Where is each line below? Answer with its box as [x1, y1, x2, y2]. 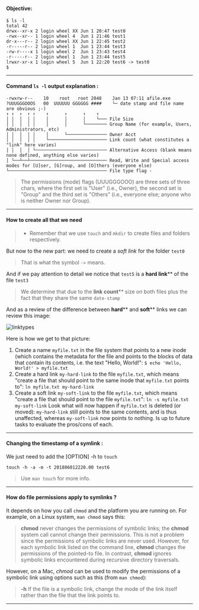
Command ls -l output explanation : [6, 82, 99, 89]
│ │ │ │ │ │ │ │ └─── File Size [6, 116, 134, 122]
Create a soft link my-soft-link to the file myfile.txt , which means [14, 389, 178, 396]
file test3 [6, 276, 28, 283]
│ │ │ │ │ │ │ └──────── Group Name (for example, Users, [6, 121, 192, 127]
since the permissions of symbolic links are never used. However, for [20, 537, 190, 544]
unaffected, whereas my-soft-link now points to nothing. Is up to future [14, 414, 191, 421]
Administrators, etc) [6, 127, 60, 133]
